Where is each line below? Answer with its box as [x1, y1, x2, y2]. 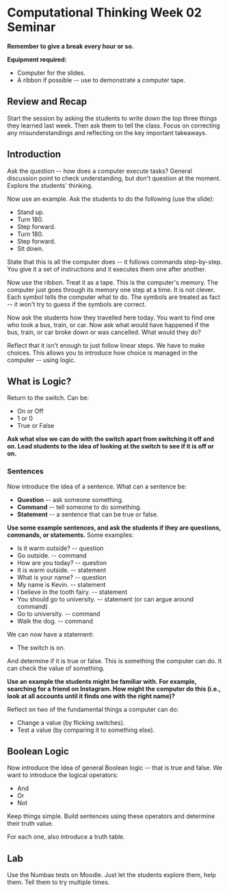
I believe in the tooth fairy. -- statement [16, 588, 128, 596]
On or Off [16, 407, 44, 416]
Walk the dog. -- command [16, 617, 94, 625]
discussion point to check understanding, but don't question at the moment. [7, 174, 221, 182]
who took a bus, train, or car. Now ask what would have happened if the [7, 320, 210, 329]
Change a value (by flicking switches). [16, 718, 125, 726]
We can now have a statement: [7, 630, 94, 639]
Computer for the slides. [16, 69, 86, 77]
